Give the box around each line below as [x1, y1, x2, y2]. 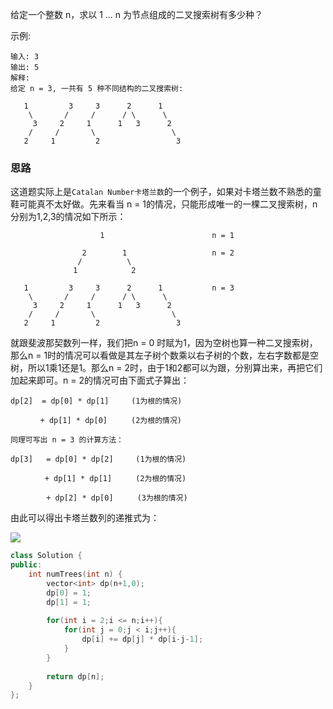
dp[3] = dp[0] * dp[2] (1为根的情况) [10, 454, 187, 465]
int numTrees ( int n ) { [28, 569, 123, 580]
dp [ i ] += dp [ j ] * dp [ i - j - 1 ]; [81, 634, 204, 645]
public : [10, 560, 43, 570]
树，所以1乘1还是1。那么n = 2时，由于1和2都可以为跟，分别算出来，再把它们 [10, 362, 323, 374]
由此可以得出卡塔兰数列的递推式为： [10, 512, 160, 524]
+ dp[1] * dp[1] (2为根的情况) [44, 474, 187, 484]
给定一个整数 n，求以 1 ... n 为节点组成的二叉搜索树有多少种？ [10, 9, 264, 20]
